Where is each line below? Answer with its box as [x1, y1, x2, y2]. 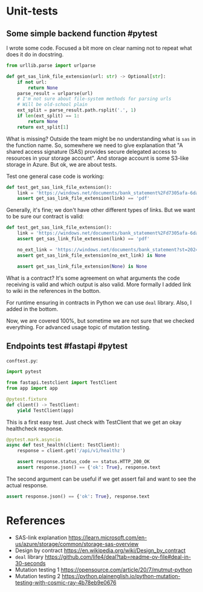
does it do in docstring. [6, 51, 64, 58]
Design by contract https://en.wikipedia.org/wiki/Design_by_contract [14, 547, 186, 554]
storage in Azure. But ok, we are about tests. [6, 160, 117, 168]
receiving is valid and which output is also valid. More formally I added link [6, 280, 192, 288]
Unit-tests [6, 4, 59, 18]
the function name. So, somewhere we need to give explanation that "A [6, 141, 183, 149]
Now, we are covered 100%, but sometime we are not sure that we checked [6, 317, 195, 324]
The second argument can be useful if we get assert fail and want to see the [6, 475, 196, 482]
